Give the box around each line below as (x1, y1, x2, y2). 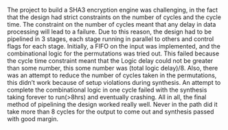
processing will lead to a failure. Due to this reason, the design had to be (7, 27, 212, 36)
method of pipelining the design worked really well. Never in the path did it (7, 101, 218, 108)
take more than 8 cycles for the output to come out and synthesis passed (7, 107, 214, 116)
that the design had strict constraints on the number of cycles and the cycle (7, 13, 222, 21)
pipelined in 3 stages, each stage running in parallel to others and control (7, 35, 214, 43)
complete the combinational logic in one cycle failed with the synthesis (7, 86, 207, 94)
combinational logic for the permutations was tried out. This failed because (7, 49, 220, 57)
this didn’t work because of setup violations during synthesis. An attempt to (7, 79, 221, 86)
